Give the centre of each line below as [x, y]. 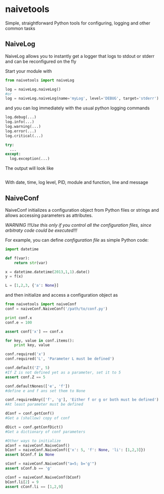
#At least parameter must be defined [44, 405]
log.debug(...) [21, 117]
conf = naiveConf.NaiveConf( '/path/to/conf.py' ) [56, 309]
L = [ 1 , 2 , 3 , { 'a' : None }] [32, 286]
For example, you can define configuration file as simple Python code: [77, 240]
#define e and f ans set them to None [45, 391]
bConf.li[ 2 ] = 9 [22, 482]
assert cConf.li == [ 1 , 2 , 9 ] [34, 487]
